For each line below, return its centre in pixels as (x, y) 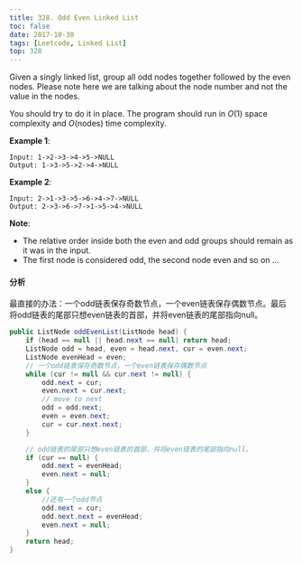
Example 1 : (30, 141)
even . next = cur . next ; (84, 391)
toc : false (30, 26)
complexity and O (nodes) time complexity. (88, 124)
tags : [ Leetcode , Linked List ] (68, 43)
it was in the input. (57, 250)
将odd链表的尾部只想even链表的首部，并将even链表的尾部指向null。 (136, 315)
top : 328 (26, 52)
